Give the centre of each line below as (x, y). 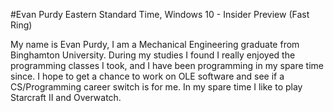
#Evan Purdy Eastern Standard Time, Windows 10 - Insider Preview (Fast (160, 14)
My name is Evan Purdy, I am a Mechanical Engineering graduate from (155, 44)
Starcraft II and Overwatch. (66, 97)
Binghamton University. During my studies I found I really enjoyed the (153, 55)
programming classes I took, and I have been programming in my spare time (167, 65)
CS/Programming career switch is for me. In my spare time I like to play (156, 87)
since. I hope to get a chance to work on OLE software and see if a (147, 76)
